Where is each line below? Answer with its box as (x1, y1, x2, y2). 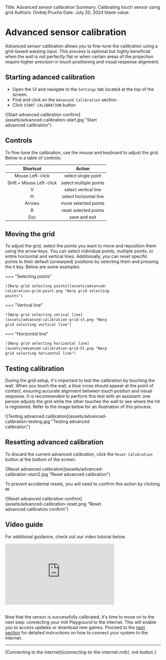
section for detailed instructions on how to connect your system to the (5, 630, 148, 635)
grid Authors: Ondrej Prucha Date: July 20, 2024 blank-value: (5, 9, 130, 15)
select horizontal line (61, 194, 104, 200)
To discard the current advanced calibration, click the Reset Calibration (5, 451, 153, 457)
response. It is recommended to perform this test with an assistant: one (5, 393, 151, 399)
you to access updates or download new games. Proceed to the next (5, 624, 145, 630)
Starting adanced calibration (5, 73, 95, 82)
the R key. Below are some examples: (5, 264, 81, 270)
